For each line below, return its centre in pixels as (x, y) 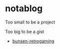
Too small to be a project (30, 22)
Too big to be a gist (25, 31)
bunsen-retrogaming (33, 41)
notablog (24, 9)
